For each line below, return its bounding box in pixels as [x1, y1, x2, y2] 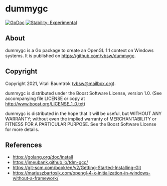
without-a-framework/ [12, 175, 59, 181]
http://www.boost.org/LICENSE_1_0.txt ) [5, 100, 86, 106]
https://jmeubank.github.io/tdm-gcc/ [12, 159, 88, 165]
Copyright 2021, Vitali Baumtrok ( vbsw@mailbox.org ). [5, 80, 116, 86]
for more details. [5, 126, 39, 132]
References [5, 140, 42, 149]
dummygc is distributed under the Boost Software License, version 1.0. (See [5, 90, 162, 96]
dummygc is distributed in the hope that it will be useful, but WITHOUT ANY [5, 110, 162, 116]
